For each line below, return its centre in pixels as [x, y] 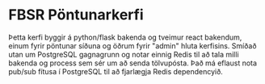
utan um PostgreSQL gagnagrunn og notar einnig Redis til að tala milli [124, 54]
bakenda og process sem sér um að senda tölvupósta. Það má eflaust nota [132, 63]
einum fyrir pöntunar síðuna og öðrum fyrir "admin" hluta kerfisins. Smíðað [132, 45]
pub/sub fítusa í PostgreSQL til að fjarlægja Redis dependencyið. [116, 71]
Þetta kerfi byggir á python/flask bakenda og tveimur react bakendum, [125, 37]
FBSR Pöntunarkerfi [76, 15]
